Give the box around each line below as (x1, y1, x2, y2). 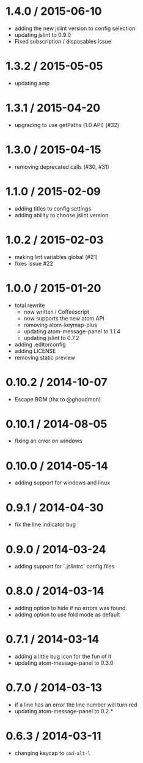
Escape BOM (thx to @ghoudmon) (14, 395, 101, 403)
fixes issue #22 (14, 260, 53, 267)
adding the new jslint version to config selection (14, 25, 136, 32)
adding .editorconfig (14, 341, 66, 348)
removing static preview (14, 354, 76, 361)
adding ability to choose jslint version (14, 211, 109, 219)
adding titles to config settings (14, 204, 92, 212)
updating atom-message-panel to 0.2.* (14, 708, 114, 715)
